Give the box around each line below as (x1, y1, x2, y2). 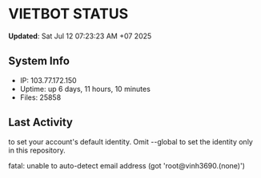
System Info (8, 54, 70, 68)
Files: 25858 (19, 93, 62, 102)
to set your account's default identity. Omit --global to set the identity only (8, 136, 254, 146)
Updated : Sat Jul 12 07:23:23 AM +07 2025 (8, 31, 152, 41)
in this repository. (8, 145, 66, 155)
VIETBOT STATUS (8, 5, 129, 23)
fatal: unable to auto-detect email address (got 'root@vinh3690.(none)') (8, 160, 246, 170)
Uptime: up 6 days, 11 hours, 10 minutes (19, 84, 151, 93)
